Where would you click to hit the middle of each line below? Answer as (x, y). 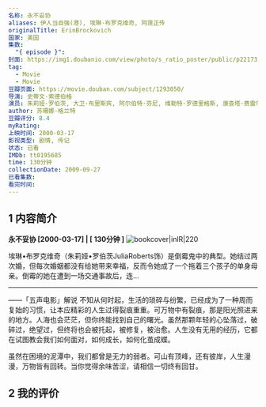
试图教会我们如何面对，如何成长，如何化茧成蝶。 (95, 339)
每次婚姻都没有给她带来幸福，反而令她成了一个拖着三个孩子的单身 (143, 266)
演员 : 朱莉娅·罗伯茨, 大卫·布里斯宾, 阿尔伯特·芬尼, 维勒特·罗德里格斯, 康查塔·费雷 (132, 104)
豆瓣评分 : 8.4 (29, 119)
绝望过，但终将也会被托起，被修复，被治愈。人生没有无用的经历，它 (140, 330)
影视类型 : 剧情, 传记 (39, 140)
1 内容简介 (33, 219)
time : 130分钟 (30, 163)
